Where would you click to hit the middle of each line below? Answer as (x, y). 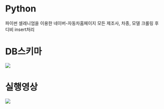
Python (21, 9)
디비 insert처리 (20, 29)
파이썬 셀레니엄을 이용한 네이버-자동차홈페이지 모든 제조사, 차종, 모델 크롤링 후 (82, 23)
